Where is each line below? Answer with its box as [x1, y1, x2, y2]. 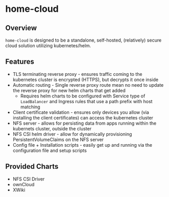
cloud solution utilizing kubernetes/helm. [5, 43, 91, 49]
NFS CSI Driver [12, 175, 45, 182]
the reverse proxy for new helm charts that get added [12, 87, 125, 93]
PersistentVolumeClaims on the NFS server [12, 136, 104, 143]
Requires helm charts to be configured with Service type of [20, 93, 145, 99]
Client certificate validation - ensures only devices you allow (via [12, 109, 150, 115]
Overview [5, 24, 37, 32]
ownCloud [12, 181, 35, 187]
